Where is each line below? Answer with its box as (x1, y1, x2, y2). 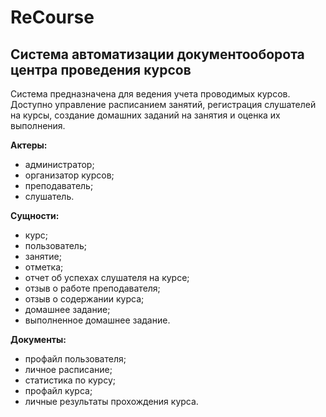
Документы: (10, 334, 67, 345)
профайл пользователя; (24, 353, 127, 365)
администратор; (24, 159, 95, 170)
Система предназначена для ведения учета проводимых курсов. (10, 88, 291, 100)
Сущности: (10, 210, 60, 221)
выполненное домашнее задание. (24, 314, 171, 326)
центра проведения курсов (10, 61, 192, 78)
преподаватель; (24, 180, 94, 191)
